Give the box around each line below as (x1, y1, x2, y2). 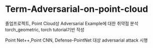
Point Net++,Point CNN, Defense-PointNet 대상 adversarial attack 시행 (5, 37, 148, 43)
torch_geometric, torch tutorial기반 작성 (5, 26, 84, 33)
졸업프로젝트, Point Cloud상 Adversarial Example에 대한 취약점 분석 (5, 20, 139, 26)
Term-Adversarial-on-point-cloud (5, 3, 148, 15)
